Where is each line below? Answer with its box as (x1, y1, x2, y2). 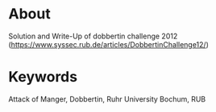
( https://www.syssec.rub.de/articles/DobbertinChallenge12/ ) (8, 39, 210, 49)
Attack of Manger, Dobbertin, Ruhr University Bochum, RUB (8, 94, 206, 104)
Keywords (8, 68, 78, 86)
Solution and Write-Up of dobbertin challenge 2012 (8, 31, 178, 41)
